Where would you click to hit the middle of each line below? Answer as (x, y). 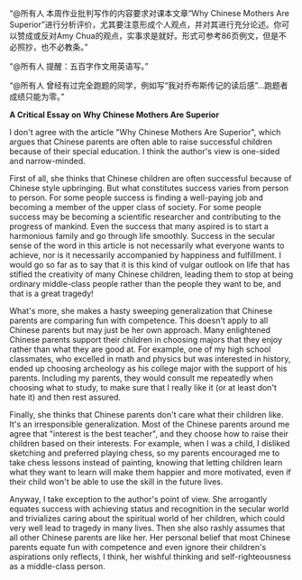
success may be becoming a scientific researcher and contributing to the (145, 216)
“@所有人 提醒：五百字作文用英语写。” (79, 66)
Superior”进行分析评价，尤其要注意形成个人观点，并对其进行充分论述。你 (146, 24)
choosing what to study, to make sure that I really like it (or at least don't (143, 387)
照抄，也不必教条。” (52, 47)
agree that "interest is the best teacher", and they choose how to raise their (149, 434)
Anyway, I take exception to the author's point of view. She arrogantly (138, 499)
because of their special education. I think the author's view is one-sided (145, 151)
